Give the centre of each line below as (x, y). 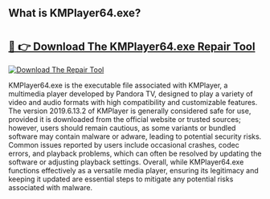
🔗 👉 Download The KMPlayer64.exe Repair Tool (132, 46)
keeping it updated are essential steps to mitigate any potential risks (121, 179)
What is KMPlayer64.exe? (75, 13)
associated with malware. (51, 187)
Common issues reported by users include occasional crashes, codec (124, 145)
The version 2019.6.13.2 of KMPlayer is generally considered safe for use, (130, 111)
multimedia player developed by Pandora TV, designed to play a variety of (131, 94)
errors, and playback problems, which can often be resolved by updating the (135, 153)
